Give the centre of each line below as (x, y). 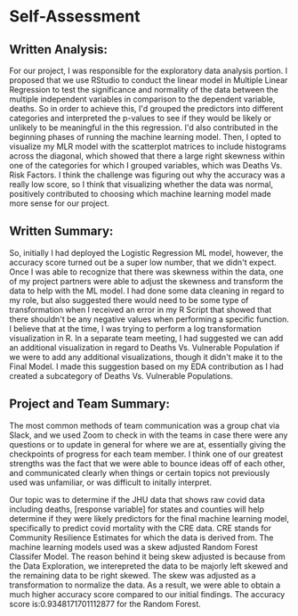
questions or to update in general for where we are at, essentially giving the (148, 444)
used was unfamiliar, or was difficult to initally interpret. (110, 482)
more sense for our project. (59, 203)
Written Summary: (61, 231)
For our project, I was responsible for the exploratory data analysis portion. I (148, 70)
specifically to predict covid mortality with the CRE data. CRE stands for (140, 528)
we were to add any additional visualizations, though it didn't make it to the (146, 357)
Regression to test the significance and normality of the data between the (144, 90)
